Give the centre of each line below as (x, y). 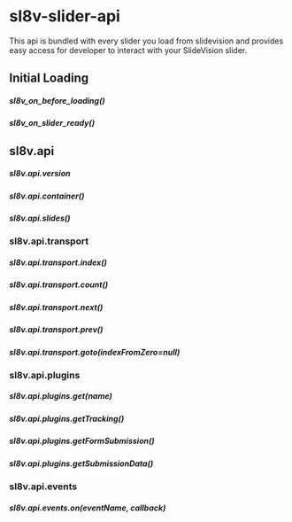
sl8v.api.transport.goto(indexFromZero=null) (95, 352)
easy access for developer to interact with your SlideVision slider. (128, 50)
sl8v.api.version (40, 174)
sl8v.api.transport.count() (59, 284)
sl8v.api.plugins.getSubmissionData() (81, 464)
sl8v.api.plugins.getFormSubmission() (82, 441)
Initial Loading (49, 78)
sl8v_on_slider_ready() (52, 123)
